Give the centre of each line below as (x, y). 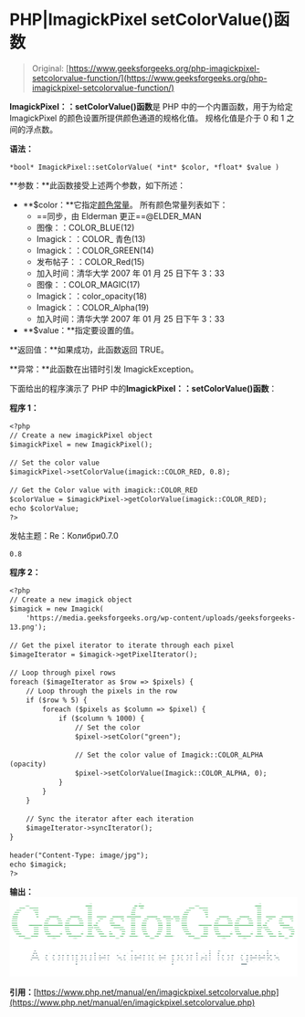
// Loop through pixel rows (63, 673)
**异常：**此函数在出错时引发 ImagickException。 (104, 369)
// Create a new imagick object (71, 600)
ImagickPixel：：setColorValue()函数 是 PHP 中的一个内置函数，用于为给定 (152, 106)
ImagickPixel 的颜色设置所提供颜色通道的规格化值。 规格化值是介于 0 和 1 (147, 118)
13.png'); (28, 627)
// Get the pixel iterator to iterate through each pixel (122, 645)
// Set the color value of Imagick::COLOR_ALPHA (168, 755)
